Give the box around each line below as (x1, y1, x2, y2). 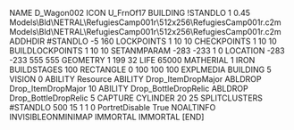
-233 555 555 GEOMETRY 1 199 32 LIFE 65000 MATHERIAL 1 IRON (9, 55, 256, 65)
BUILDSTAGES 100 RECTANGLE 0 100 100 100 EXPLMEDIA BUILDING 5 (9, 64, 273, 75)
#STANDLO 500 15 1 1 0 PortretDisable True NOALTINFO (9, 102, 216, 112)
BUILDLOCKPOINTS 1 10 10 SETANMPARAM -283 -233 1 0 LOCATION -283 (9, 45, 285, 56)
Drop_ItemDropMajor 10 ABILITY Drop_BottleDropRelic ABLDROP (9, 84, 248, 93)
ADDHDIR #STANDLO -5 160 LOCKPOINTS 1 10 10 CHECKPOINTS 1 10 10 (9, 36, 277, 46)
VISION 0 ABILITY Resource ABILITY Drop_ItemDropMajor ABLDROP (9, 74, 262, 84)
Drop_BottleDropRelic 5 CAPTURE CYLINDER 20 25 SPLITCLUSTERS (9, 93, 264, 103)
